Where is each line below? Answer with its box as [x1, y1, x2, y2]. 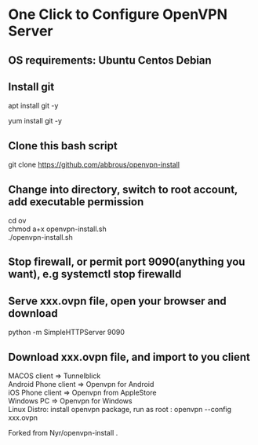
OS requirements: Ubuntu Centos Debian [8, 53, 212, 67]
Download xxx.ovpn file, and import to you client [8, 350, 251, 363]
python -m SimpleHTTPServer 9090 [8, 328, 125, 337]
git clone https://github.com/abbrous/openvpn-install [8, 160, 180, 170]
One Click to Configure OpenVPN [8, 6, 228, 24]
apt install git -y [8, 101, 59, 111]
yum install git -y [8, 116, 63, 126]
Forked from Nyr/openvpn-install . [8, 428, 118, 438]
